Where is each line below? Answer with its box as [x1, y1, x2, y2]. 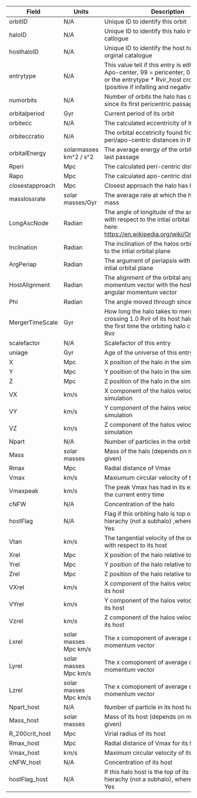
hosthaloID [9, 48, 39, 55]
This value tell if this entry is [104, 61, 181, 69]
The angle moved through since [104, 298, 192, 305]
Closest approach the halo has [104, 182, 189, 189]
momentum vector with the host [104, 281, 192, 289]
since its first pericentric [104, 100, 171, 108]
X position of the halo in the [104, 358, 180, 366]
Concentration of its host [104, 759, 173, 766]
